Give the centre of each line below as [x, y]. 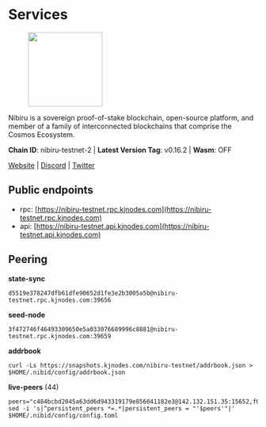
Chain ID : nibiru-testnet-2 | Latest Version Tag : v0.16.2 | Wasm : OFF [120, 150]
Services [38, 15]
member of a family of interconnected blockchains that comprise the [120, 126]
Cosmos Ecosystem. [42, 134]
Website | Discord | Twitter [51, 165]
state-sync [27, 278]
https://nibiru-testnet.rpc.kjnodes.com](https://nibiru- [124, 209]
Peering [28, 259]
